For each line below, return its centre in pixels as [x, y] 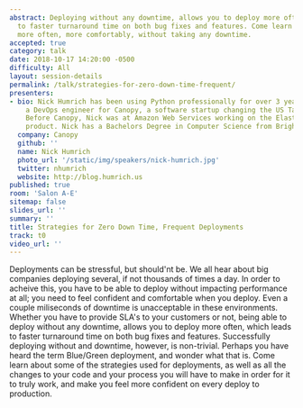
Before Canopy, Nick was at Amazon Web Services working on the [149, 118]
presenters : [32, 93]
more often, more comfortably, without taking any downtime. [135, 34]
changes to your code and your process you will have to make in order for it [150, 375]
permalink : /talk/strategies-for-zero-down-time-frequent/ [123, 85]
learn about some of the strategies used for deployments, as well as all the [148, 365]
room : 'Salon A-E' [44, 194]
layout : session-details [56, 77]
